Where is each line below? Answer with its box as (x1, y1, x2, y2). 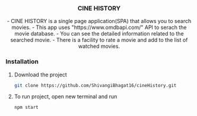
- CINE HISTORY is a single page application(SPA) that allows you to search (7, 18, 192, 25)
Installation (5, 57, 39, 66)
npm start (14, 105, 39, 111)
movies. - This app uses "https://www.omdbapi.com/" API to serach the (11, 24, 188, 31)
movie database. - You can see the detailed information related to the (14, 30, 185, 37)
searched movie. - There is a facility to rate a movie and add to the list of (10, 37, 188, 44)
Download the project (14, 71, 68, 78)
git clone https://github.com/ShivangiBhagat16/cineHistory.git (14, 82, 177, 88)
